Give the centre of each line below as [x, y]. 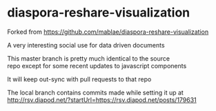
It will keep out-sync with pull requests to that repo [79, 79]
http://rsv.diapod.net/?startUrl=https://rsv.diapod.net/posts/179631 [102, 100]
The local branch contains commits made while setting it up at [96, 92]
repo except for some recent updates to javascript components [97, 65]
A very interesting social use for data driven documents [86, 45]
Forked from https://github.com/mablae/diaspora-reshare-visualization [108, 32]
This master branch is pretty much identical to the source [89, 58]
